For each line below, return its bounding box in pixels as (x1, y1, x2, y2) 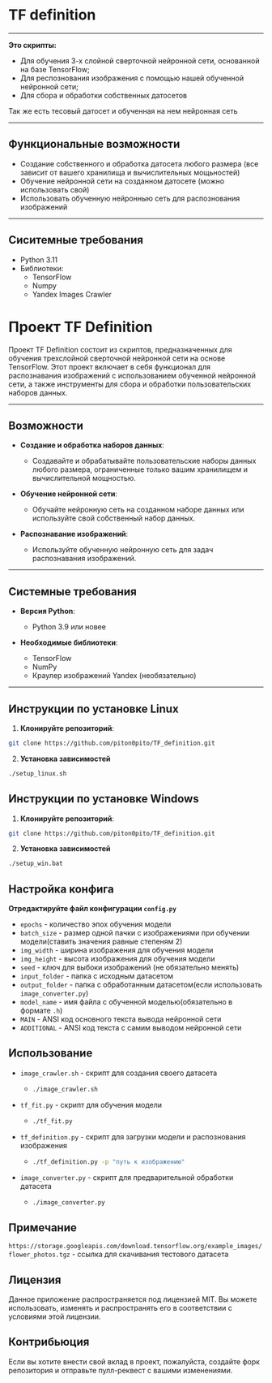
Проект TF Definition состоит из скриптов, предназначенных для (8, 344, 232, 354)
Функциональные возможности (8, 137, 181, 151)
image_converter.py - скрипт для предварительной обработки (19, 1172, 234, 1182)
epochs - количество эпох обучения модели (19, 919, 172, 929)
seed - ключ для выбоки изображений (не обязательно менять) (19, 962, 240, 972)
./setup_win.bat (8, 859, 63, 868)
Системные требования (8, 585, 138, 599)
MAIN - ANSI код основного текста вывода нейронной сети (19, 1014, 222, 1024)
